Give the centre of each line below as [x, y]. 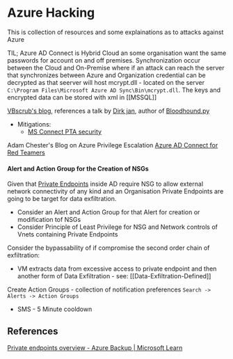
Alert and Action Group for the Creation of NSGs [78, 168]
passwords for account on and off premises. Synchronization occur [104, 60]
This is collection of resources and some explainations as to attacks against [115, 32]
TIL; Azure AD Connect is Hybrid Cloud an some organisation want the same [117, 53]
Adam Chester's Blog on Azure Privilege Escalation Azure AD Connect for [113, 145]
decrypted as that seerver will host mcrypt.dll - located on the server [106, 82]
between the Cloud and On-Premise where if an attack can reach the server [116, 67]
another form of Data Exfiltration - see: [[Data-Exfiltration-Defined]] [114, 276]
